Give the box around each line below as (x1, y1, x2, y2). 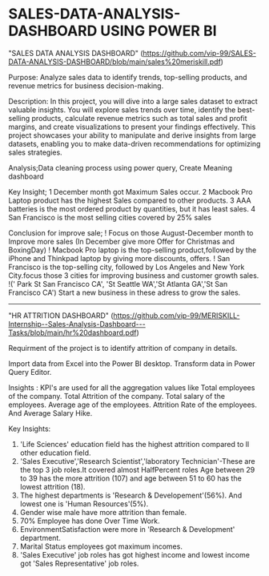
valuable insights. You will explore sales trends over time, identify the (8, 105, 236, 115)
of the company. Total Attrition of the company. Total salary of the (8, 391, 226, 401)
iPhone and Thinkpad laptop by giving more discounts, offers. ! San (8, 253, 231, 263)
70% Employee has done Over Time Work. (19, 516, 160, 526)
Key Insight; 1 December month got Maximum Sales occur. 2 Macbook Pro (8, 187, 253, 196)
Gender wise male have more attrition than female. (19, 507, 187, 517)
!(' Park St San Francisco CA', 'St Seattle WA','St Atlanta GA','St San (8, 279, 228, 288)
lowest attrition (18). (19, 481, 86, 491)
